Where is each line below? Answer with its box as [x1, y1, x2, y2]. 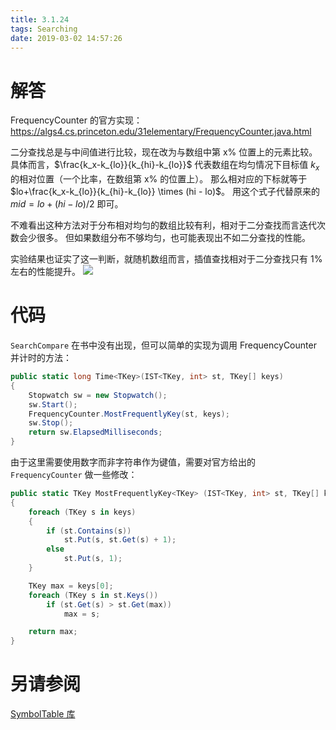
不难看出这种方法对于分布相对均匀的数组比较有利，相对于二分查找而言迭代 [10, 219, 317, 231]
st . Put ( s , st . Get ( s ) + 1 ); [63, 535, 177, 545]
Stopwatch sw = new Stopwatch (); [28, 390, 168, 400]
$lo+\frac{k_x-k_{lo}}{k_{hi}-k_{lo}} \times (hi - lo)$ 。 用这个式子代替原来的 [10, 186, 320, 198]
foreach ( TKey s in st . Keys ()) [28, 590, 159, 600]
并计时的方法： [10, 352, 72, 364]
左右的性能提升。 [10, 266, 81, 278]
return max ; [28, 627, 78, 637]
